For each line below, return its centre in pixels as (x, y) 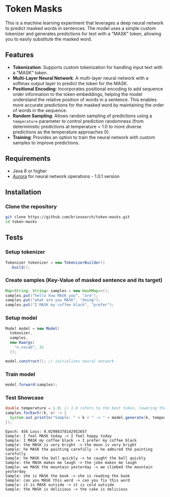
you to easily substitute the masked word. (49, 39)
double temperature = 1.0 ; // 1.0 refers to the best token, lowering (81, 408)
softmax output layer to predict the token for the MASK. (70, 83)
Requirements (28, 158)
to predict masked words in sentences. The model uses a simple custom (80, 28)
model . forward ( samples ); (31, 384)
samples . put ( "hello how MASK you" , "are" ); (52, 295)
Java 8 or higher (30, 171)
